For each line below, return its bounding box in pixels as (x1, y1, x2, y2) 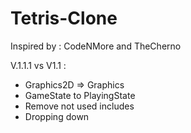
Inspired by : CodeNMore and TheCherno (10, 40, 182, 52)
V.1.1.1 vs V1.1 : (10, 59, 67, 71)
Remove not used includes (24, 100, 135, 112)
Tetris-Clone (10, 7, 118, 30)
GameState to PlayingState (24, 89, 136, 101)
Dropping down (24, 110, 90, 122)
